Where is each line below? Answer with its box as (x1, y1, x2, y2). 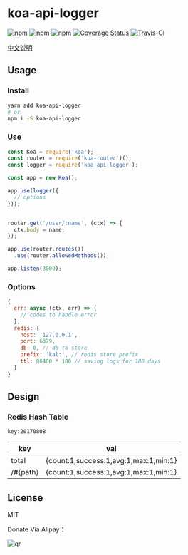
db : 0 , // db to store (20, 344, 88, 352)
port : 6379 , (20, 338, 56, 345)
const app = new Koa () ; (7, 175, 78, 182)
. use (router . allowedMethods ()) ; (14, 252, 110, 259)
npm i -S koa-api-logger (7, 115, 81, 123)
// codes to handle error (20, 311, 98, 318)
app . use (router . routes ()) (7, 246, 84, 253)
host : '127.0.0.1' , (20, 331, 78, 338)
